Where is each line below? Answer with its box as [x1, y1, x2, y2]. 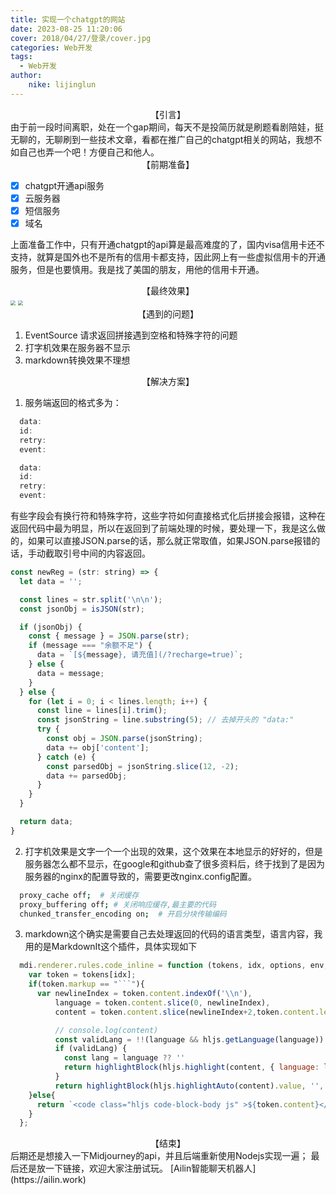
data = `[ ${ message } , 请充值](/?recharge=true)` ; [36, 650, 244, 660]
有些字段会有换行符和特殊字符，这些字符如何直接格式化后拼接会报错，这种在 [10, 510, 326, 521]
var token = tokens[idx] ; [28, 970, 137, 980]
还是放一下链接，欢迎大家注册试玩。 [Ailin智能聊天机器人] [18, 1162, 257, 1175]
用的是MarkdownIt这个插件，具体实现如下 [24, 941, 198, 953]
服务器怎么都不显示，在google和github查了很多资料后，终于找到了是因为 [24, 857, 325, 870]
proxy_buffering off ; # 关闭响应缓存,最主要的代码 [19, 899, 217, 910]
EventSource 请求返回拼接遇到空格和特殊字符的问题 [24, 329, 238, 341]
